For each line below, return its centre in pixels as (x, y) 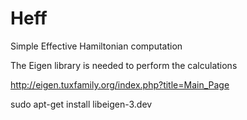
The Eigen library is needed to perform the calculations (124, 65)
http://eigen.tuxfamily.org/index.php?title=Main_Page (120, 84)
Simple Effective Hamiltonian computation (96, 46)
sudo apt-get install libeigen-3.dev (81, 104)
